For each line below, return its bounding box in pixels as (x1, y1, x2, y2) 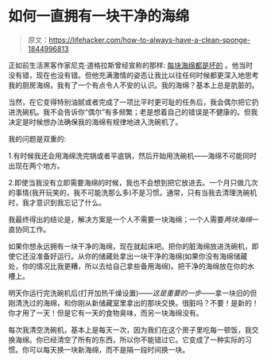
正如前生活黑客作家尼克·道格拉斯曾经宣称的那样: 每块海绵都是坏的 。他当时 (8, 60, 253, 70)
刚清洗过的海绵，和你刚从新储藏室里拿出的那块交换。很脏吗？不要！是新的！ (8, 298, 259, 307)
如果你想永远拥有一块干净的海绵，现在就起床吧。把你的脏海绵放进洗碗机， (8, 241, 252, 251)
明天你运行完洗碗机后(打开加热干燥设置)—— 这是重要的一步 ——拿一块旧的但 (8, 288, 257, 298)
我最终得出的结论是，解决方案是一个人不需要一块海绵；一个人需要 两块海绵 (8, 214, 252, 224)
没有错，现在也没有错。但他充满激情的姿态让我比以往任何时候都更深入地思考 (8, 70, 259, 80)
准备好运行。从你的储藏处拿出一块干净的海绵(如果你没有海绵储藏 (35, 251, 248, 261)
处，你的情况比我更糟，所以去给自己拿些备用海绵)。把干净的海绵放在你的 (8, 261, 248, 271)
